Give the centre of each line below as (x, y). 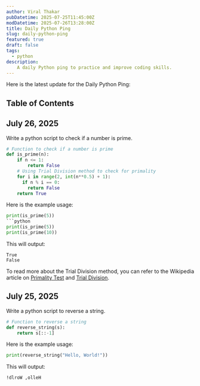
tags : (13, 51)
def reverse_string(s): (36, 327)
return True (32, 193)
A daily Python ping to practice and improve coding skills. (94, 67)
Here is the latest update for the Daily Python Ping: (68, 84)
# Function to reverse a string (46, 322)
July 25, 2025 (32, 297)
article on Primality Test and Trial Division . (58, 277)
